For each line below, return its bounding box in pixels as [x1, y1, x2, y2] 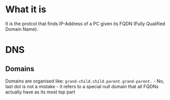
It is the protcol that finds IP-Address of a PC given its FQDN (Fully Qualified [5, 21, 165, 27]
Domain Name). [5, 26, 38, 32]
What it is [5, 4, 47, 15]
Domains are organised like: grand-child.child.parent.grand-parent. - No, [5, 78, 164, 84]
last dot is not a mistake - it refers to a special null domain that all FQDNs [5, 83, 159, 89]
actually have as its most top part [5, 89, 75, 95]
